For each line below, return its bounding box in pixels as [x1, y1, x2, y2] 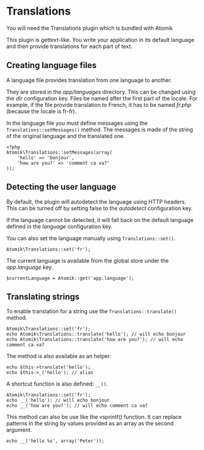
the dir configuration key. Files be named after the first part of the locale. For [6, 94, 198, 102]
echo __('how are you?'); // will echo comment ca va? [6, 403, 148, 409]
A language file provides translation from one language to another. [6, 76, 172, 83]
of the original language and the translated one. [6, 132, 126, 139]
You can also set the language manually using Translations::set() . [6, 234, 176, 241]
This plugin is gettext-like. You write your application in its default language [6, 36, 195, 43]
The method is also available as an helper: [6, 353, 112, 360]
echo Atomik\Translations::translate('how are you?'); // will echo [6, 336, 183, 343]
